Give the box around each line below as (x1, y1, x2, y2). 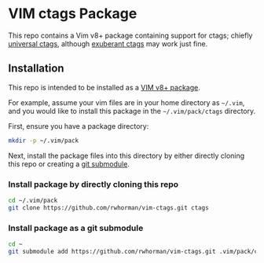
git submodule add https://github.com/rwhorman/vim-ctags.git (8, 247, 216, 255)
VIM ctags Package (8, 5, 137, 23)
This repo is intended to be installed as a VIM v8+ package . (8, 82, 200, 92)
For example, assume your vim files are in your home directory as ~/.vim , (8, 97, 245, 107)
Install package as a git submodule (8, 222, 144, 233)
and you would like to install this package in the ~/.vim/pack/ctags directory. (8, 106, 256, 115)
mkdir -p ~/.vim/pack (8, 137, 79, 144)
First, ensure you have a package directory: (8, 121, 149, 130)
